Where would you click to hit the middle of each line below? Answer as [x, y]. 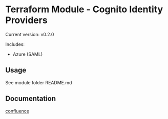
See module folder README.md [39, 82]
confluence [17, 111]
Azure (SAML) [28, 54]
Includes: [15, 44]
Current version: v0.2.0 [30, 34]
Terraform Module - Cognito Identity [84, 9]
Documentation [31, 99]
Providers [26, 20]
